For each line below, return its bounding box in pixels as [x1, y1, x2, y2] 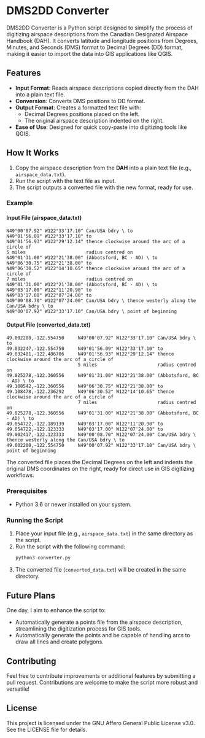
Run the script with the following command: [15, 543, 126, 550]
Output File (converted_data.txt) [6, 321, 91, 328]
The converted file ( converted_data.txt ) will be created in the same [15, 566, 186, 573]
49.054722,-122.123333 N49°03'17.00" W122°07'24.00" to [6, 426, 164, 432]
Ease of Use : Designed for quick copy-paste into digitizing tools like [15, 123, 187, 131]
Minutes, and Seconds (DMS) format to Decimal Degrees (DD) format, [6, 44, 183, 51]
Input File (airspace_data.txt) [6, 214, 82, 222]
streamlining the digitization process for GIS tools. [15, 625, 142, 632]
